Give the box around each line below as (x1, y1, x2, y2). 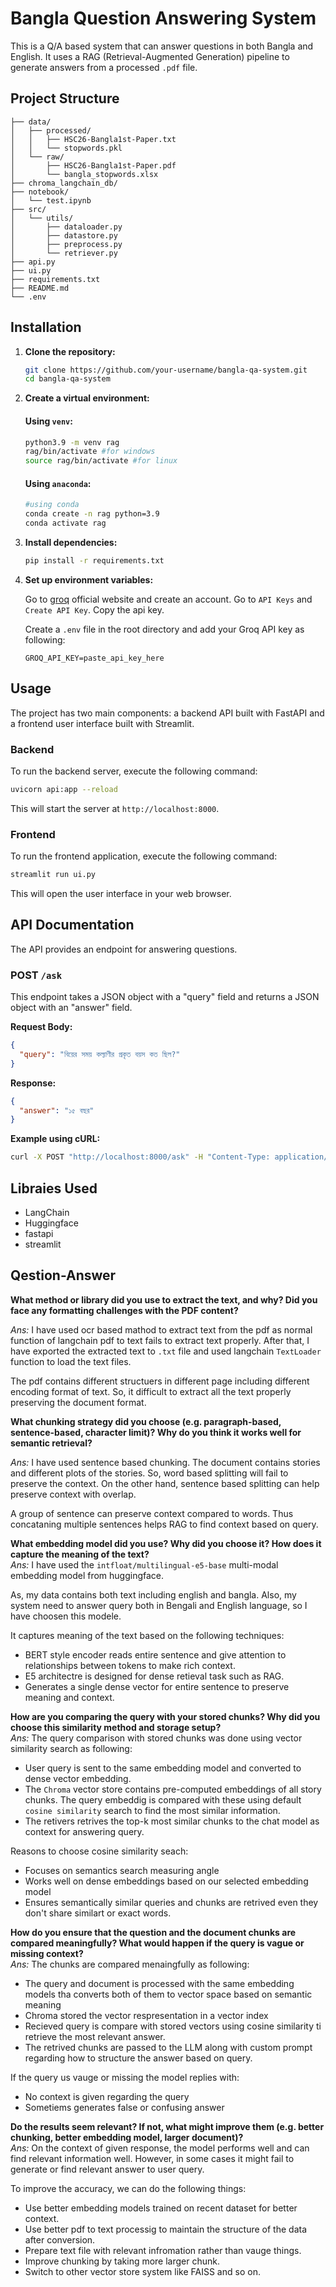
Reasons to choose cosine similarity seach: (10, 1845, 189, 1857)
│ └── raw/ (10, 152, 65, 162)
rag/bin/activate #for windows (24, 447, 156, 457)
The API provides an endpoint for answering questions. (10, 943, 238, 955)
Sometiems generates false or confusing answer (24, 2101, 225, 2113)
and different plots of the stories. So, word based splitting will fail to (10, 1467, 289, 1479)
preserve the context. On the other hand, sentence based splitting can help (10, 1477, 320, 1489)
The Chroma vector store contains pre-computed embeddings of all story (24, 1783, 322, 1795)
